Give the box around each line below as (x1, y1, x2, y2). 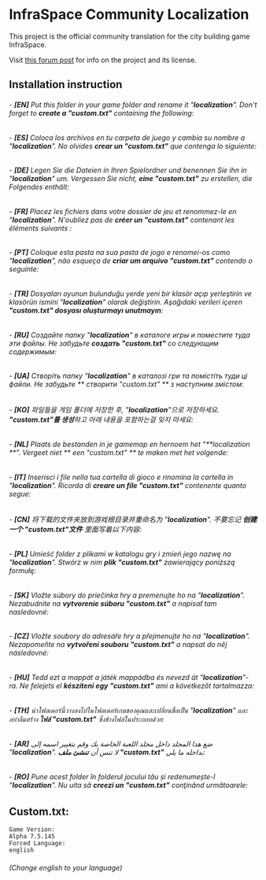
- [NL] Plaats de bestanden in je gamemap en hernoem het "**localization (9, 439, 250, 449)
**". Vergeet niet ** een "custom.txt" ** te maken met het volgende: (9, 448, 229, 457)
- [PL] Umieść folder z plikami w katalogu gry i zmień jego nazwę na (9, 549, 231, 559)
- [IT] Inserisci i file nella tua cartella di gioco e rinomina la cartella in (9, 472, 234, 482)
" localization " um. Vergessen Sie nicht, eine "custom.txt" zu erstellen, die (9, 174, 253, 183)
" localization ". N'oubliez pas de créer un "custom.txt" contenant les (9, 215, 235, 224)
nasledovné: (9, 607, 50, 616)
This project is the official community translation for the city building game (9, 31, 250, 41)
